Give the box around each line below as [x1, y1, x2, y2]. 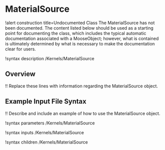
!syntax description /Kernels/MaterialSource [5, 55, 95, 61]
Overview [5, 70, 36, 78]
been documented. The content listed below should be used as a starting [5, 25, 154, 31]
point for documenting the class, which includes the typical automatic [5, 30, 146, 36]
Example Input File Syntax [5, 97, 87, 106]
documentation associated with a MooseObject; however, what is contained [5, 36, 159, 41]
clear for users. [5, 46, 36, 52]
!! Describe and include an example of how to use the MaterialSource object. [5, 110, 161, 116]
